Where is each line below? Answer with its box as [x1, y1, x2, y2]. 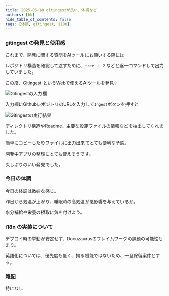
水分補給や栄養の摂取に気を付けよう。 [5, 209, 85, 215]
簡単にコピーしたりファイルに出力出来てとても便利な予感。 [5, 140, 129, 146]
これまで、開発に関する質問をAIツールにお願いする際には [5, 52, 125, 58]
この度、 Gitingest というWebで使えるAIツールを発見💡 [5, 80, 117, 86]
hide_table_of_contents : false [5, 17, 71, 22]
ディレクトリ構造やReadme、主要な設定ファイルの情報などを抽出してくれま [5, 123, 164, 129]
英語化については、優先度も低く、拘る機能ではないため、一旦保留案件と [5, 253, 156, 259]
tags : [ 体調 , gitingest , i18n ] [5, 21, 70, 27]
